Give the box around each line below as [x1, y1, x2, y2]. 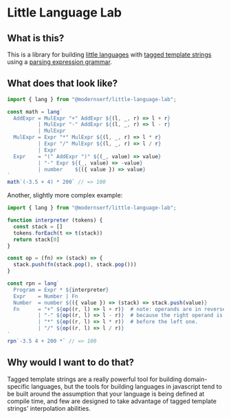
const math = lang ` [7, 108, 63, 115]
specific [7, 382, 30, 390]
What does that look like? [7, 78, 118, 89]
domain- [183, 375, 208, 383]
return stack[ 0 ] [13, 236, 60, 243]
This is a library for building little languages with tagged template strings [7, 50, 212, 58]
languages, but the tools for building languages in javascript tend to [31, 382, 222, 390]
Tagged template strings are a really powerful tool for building [7, 375, 182, 383]
